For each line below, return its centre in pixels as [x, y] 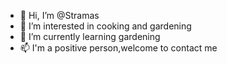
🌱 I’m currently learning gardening [90, 36]
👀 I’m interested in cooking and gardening [105, 26]
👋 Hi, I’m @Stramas [59, 15]
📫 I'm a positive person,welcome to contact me [118, 48]
